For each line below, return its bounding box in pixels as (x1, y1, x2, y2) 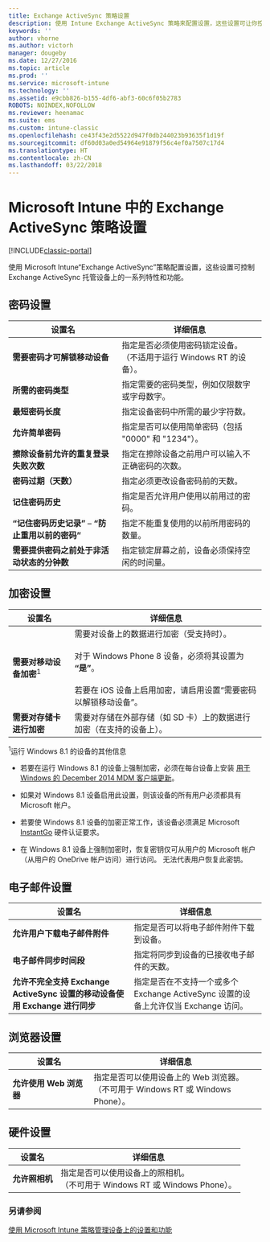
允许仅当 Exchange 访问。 (149, 1001, 248, 1012)
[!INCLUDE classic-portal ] (8, 246, 92, 256)
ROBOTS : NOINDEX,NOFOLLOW (8, 101, 95, 109)
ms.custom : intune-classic (8, 124, 99, 132)
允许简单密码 (12, 427, 62, 438)
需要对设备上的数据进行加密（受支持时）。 (74, 628, 231, 640)
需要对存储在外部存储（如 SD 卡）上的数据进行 (74, 711, 251, 722)
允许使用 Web (12, 1077, 65, 1088)
